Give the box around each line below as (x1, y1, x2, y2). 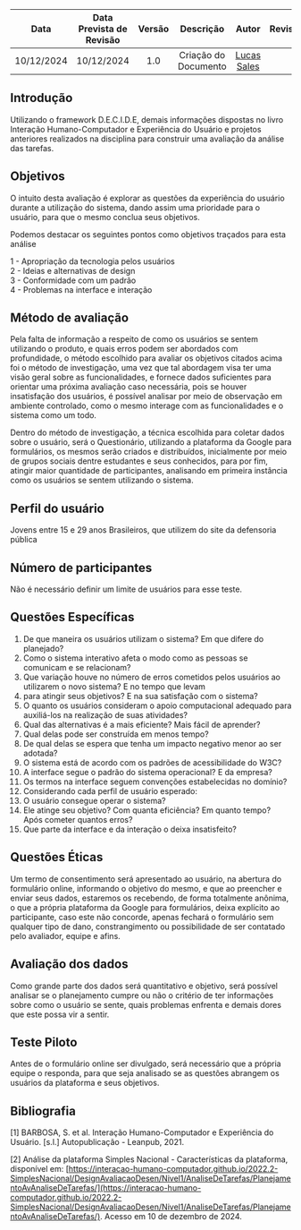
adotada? (22, 747, 58, 758)
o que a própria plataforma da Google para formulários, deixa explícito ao (10, 901, 280, 912)
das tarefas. (10, 142, 54, 153)
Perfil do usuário (10, 500, 105, 516)
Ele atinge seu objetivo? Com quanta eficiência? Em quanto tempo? (22, 805, 272, 816)
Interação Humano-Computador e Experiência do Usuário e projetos (10, 124, 262, 134)
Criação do (179, 49, 226, 61)
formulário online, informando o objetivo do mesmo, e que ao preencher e (10, 883, 282, 893)
